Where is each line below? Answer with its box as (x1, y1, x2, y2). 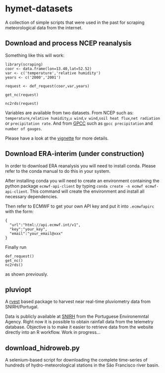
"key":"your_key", (9, 226, 48, 231)
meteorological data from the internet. (5, 24, 83, 30)
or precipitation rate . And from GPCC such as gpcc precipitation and (5, 120, 153, 126)
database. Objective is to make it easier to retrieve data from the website (5, 324, 154, 330)
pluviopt (5, 285, 32, 294)
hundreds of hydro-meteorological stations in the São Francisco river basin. (5, 362, 160, 368)
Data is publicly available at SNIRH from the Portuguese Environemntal (5, 313, 149, 319)
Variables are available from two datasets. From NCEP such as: (5, 110, 134, 116)
